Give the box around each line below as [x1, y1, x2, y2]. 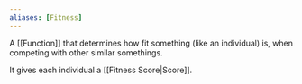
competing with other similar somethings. [9, 46, 164, 58]
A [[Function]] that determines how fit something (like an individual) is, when [9, 38, 293, 48]
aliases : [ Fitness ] [9, 13, 83, 22]
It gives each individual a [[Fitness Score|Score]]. [9, 64, 193, 75]
